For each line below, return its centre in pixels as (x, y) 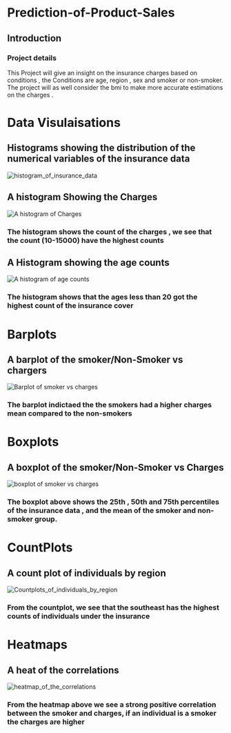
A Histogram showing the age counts (89, 263)
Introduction (34, 38)
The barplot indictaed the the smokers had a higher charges (110, 405)
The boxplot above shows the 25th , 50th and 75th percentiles (113, 502)
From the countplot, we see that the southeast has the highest (113, 607)
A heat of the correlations (63, 670)
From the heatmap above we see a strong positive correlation (112, 705)
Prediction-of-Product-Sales (91, 13)
